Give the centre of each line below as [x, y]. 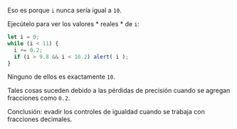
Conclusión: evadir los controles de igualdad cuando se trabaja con [106, 112]
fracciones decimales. [40, 119]
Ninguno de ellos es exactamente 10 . [61, 77]
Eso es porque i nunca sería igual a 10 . [65, 10]
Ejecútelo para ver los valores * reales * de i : [74, 24]
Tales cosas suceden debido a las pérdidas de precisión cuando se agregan [119, 91]
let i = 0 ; [23, 37]
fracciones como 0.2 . [39, 98]
